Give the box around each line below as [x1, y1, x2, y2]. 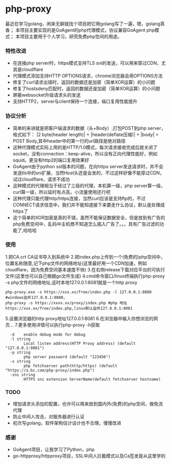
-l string [10, 336, 31, 341]
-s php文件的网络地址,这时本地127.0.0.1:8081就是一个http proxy [5, 279, 138, 285]
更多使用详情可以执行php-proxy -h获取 [18, 321, 100, 328]
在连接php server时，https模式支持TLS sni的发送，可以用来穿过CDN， [12, 60, 162, 66]
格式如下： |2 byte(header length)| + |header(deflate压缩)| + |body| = [12, 131, 159, 137]
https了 [12, 208, 29, 214]
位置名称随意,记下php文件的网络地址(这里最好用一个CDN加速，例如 [5, 260, 147, 266]
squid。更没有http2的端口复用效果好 [12, 157, 89, 163]
